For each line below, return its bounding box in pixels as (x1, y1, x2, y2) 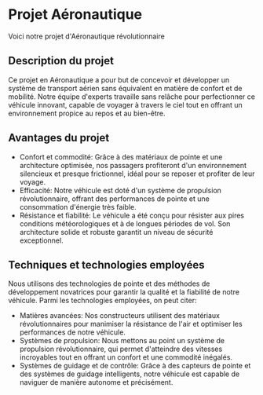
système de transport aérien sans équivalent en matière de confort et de (8, 83, 243, 93)
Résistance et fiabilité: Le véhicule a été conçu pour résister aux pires (19, 210, 245, 220)
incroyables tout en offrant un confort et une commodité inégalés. (19, 353, 233, 362)
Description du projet (8, 54, 115, 68)
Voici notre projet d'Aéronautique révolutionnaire (8, 31, 165, 41)
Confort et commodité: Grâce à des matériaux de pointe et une (19, 152, 223, 162)
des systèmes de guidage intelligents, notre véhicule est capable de (19, 369, 240, 379)
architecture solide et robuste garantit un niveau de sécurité (19, 227, 214, 236)
